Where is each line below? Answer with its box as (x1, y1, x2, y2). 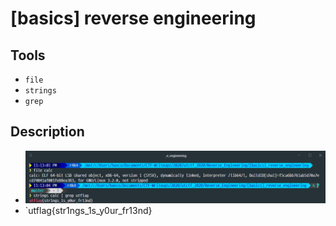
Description (10, 123, 85, 141)
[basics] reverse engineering (10, 7, 257, 30)
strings (24, 86, 57, 96)
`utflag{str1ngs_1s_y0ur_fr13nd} (24, 205, 153, 217)
